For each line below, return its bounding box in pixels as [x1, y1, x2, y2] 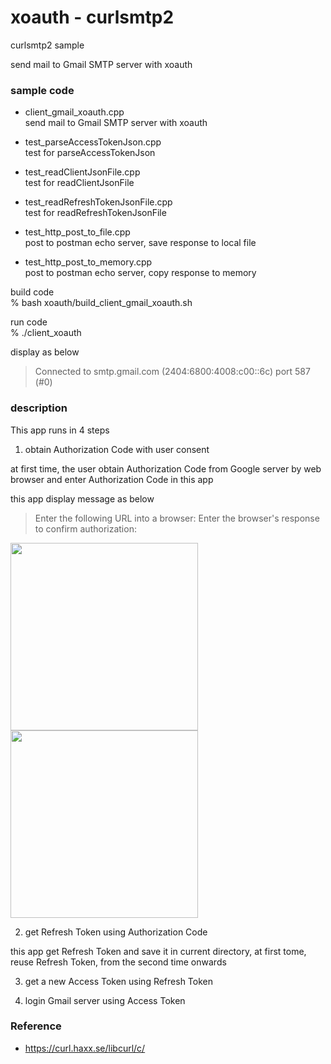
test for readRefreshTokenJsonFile [24, 207, 167, 219]
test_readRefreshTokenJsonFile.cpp [24, 196, 173, 208]
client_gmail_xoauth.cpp [24, 106, 125, 118]
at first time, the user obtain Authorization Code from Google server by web [10, 462, 322, 475]
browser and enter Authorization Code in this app [10, 473, 214, 485]
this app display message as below [10, 492, 155, 505]
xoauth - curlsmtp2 [10, 6, 175, 29]
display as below [10, 346, 80, 358]
